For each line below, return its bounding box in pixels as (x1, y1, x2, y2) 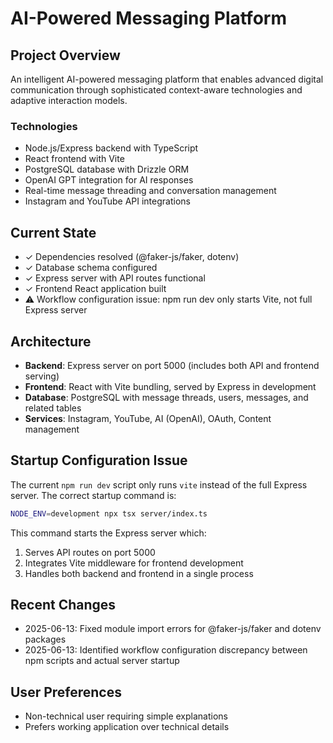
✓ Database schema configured (24, 262, 158, 274)
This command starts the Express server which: (10, 527, 207, 539)
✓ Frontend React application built (24, 283, 167, 295)
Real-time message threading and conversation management (24, 185, 277, 197)
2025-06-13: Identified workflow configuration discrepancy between (24, 644, 308, 656)
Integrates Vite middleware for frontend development (24, 557, 244, 569)
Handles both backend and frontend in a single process (24, 567, 254, 579)
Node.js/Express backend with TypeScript (24, 142, 199, 154)
